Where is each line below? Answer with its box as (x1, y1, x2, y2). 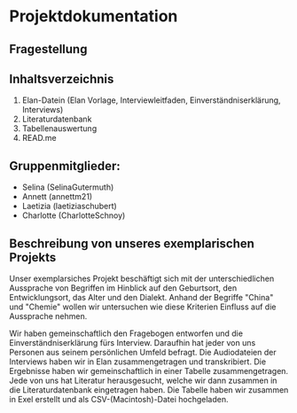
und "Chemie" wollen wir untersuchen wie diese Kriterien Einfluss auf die (9, 301, 277, 312)
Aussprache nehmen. (9, 311, 88, 322)
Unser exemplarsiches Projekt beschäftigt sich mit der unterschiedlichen (9, 273, 275, 284)
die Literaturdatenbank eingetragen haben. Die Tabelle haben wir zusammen (9, 385, 289, 395)
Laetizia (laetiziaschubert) (21, 201, 117, 212)
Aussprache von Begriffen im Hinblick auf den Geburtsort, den (9, 283, 238, 293)
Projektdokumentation (9, 6, 178, 27)
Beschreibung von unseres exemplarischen (9, 236, 255, 251)
